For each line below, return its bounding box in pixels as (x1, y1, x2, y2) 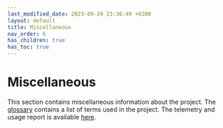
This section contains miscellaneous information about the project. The (7, 97, 216, 106)
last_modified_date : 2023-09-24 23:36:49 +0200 (7, 10, 152, 18)
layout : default (7, 17, 56, 24)
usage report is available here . (7, 112, 96, 121)
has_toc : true (7, 43, 50, 50)
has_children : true (7, 37, 66, 44)
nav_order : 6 (7, 30, 46, 38)
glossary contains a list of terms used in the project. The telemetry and (7, 105, 215, 114)
